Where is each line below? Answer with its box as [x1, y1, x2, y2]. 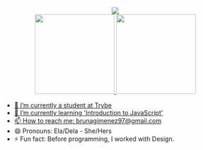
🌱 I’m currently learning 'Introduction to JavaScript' [13, 109, 163, 117]
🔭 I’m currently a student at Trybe [13, 101, 112, 109]
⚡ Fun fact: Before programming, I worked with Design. [13, 134, 175, 143]
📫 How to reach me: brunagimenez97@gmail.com [13, 117, 161, 125]
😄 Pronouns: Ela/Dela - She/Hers [13, 127, 112, 135]
